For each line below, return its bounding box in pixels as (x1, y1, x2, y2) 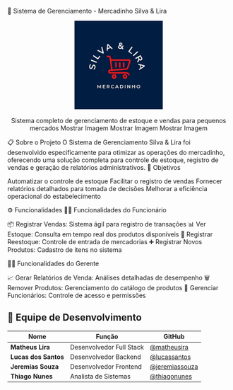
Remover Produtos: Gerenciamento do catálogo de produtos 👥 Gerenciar (7, 284, 219, 292)
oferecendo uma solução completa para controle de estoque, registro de (7, 156, 219, 164)
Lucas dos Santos (10, 352, 65, 361)
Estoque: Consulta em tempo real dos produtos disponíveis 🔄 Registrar (7, 230, 213, 239)
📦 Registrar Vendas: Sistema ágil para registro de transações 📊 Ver (7, 220, 206, 228)
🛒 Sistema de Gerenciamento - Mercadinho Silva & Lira (7, 7, 167, 15)
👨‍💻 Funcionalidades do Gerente (7, 259, 100, 268)
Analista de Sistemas (70, 372, 131, 381)
